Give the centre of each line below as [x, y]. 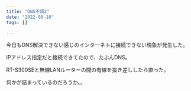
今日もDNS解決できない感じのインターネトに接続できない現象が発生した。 [97, 45]
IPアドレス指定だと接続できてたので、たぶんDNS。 [68, 58]
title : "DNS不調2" [28, 11]
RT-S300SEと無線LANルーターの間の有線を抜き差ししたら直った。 [88, 70]
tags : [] [17, 22]
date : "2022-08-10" [30, 17]
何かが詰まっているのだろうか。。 [46, 82]
